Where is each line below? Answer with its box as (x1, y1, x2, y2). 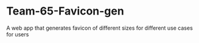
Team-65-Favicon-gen (6, 4, 125, 18)
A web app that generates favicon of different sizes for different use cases (6, 24, 193, 31)
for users (6, 30, 29, 38)
